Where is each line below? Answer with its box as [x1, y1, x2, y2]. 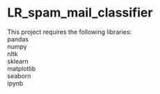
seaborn [7, 71, 31, 80]
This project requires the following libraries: [7, 28, 132, 36]
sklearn [7, 57, 29, 65]
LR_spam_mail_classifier [7, 5, 153, 21]
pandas [7, 35, 29, 43]
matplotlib [7, 64, 36, 73]
